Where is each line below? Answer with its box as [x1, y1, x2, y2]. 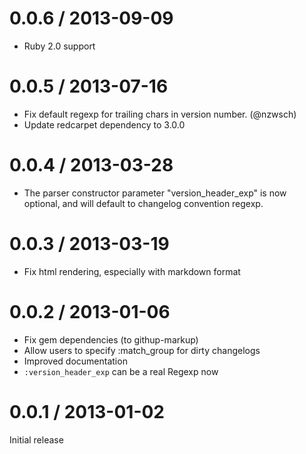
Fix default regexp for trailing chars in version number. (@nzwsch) [23, 108, 297, 120]
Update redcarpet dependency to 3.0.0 [23, 118, 186, 131]
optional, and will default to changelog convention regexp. [23, 197, 264, 209]
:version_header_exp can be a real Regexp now [23, 365, 219, 377]
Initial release [9, 433, 64, 446]
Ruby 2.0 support [23, 40, 96, 52]
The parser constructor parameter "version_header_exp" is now [23, 187, 287, 199]
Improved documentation [23, 355, 128, 367]
